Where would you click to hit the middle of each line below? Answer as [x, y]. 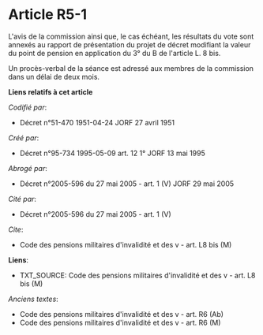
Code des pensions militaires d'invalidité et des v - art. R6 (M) [120, 322]
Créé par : [24, 138]
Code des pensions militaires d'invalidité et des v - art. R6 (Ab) [121, 314]
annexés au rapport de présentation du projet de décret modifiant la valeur [130, 44]
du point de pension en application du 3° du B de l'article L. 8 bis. [115, 53]
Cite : [16, 229]
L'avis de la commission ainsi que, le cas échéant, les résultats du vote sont [131, 36]
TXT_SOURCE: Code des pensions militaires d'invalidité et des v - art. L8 [137, 275]
